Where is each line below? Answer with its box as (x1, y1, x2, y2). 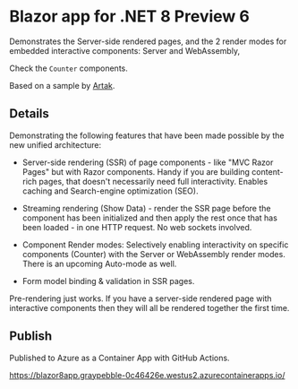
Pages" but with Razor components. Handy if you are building (21, 166, 251, 177)
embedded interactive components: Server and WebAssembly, (9, 45, 240, 56)
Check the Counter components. (9, 63, 128, 73)
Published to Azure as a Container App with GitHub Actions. (9, 352, 230, 363)
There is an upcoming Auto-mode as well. (21, 258, 177, 269)
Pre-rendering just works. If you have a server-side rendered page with (9, 293, 272, 304)
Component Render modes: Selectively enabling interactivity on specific (21, 239, 289, 250)
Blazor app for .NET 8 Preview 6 (9, 6, 251, 27)
